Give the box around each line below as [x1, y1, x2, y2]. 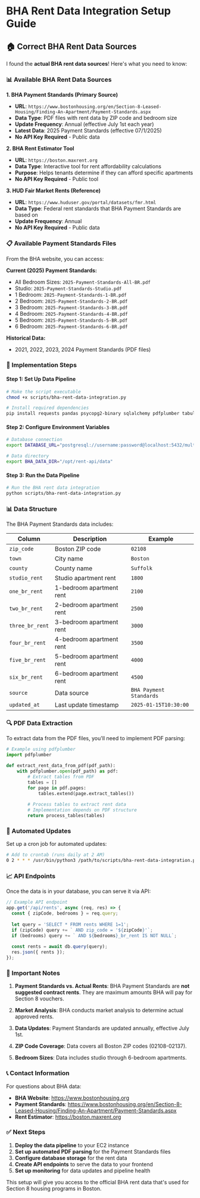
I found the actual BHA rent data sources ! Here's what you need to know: [6, 60, 187, 67]
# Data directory [6, 453, 49, 459]
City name [54, 555, 83, 563]
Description [73, 535, 107, 543]
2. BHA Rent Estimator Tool [6, 145, 74, 152]
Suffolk [130, 565, 153, 572]
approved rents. [14, 1013, 54, 1020]
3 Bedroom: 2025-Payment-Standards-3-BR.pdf [14, 303, 128, 311]
